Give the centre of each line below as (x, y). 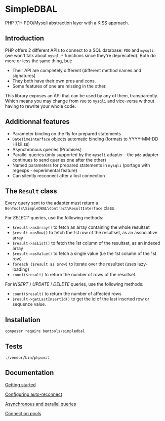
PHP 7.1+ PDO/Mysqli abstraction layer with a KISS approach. (67, 23)
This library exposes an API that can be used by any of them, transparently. (82, 95)
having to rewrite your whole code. (41, 106)
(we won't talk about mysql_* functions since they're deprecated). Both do (81, 55)
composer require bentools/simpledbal (45, 331)
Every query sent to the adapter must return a (52, 203)
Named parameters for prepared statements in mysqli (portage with (81, 165)
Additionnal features (38, 122)
